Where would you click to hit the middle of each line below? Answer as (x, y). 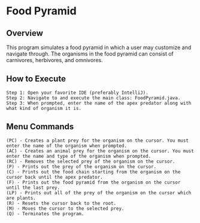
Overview (25, 33)
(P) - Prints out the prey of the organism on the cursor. (81, 167)
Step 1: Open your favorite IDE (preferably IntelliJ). (77, 93)
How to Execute (36, 79)
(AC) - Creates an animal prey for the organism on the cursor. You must (100, 151)
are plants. (21, 198)
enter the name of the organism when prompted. (67, 146)
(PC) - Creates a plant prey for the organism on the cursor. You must (97, 140)
